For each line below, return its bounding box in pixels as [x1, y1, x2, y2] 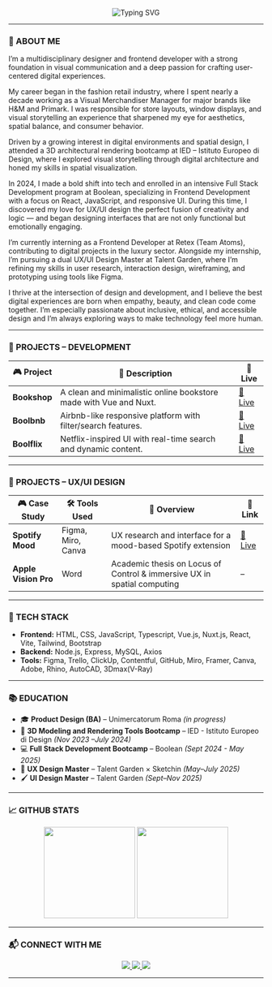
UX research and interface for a [111, 529, 232, 541]
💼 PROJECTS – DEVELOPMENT [8, 342, 132, 353]
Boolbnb [12, 415, 46, 426]
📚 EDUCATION [8, 692, 69, 704]
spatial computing [111, 578, 180, 589]
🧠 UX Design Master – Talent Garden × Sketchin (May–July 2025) [19, 764, 240, 774]
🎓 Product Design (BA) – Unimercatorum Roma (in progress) [19, 714, 227, 724]
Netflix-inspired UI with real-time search [60, 433, 216, 444]
